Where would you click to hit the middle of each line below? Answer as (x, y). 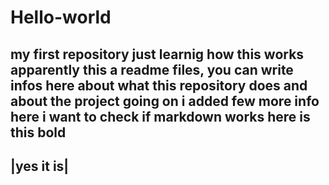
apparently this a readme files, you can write (152, 69)
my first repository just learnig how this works (157, 54)
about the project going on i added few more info (165, 101)
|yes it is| (40, 166)
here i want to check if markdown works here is (160, 116)
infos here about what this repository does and (159, 85)
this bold (38, 132)
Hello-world (61, 17)
